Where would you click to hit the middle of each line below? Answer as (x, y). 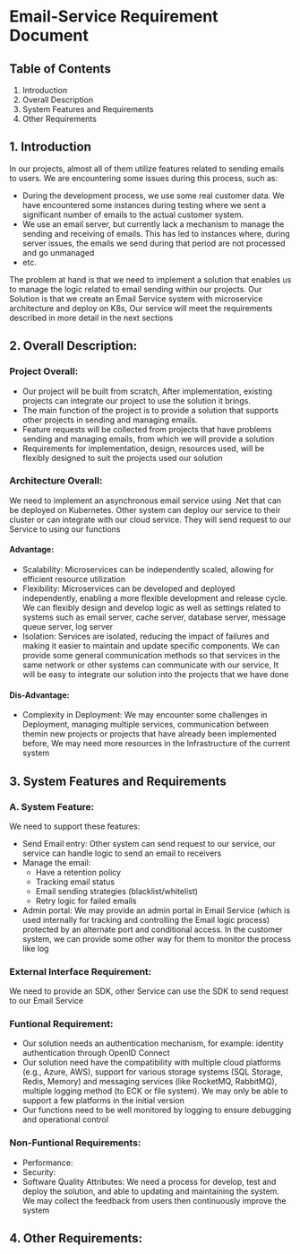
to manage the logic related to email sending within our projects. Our (136, 289)
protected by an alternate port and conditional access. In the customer (152, 929)
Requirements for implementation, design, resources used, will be (143, 448)
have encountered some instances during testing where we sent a (144, 205)
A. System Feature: (52, 806)
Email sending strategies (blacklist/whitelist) (117, 891)
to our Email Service (46, 1001)
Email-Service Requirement (114, 17)
